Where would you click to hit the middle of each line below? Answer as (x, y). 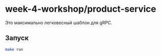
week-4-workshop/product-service (81, 9)
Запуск (17, 38)
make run (14, 49)
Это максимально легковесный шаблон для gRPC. (59, 23)
